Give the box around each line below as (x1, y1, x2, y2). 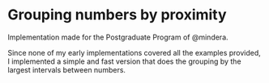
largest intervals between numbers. (7, 64, 126, 74)
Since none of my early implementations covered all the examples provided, (7, 48, 261, 57)
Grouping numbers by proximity (7, 6, 228, 24)
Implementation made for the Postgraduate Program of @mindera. (7, 32, 228, 42)
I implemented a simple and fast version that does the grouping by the (7, 56, 241, 66)
